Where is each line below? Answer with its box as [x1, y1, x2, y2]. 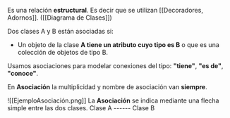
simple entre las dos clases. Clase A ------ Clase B [7, 104, 155, 112]
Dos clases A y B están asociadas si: [7, 27, 114, 35]
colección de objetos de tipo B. [17, 48, 108, 56]
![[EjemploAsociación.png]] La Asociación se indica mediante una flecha [7, 96, 219, 105]
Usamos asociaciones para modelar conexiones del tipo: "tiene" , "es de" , [7, 62, 224, 70]
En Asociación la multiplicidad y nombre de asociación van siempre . [7, 83, 207, 91]
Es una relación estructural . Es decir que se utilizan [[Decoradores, [7, 6, 203, 14]
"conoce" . [7, 70, 39, 77]
